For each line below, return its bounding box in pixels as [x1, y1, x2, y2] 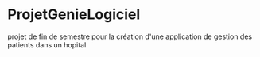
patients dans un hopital [7, 40, 87, 49]
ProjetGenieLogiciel [7, 6, 141, 24]
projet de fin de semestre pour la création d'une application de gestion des [7, 32, 252, 41]
